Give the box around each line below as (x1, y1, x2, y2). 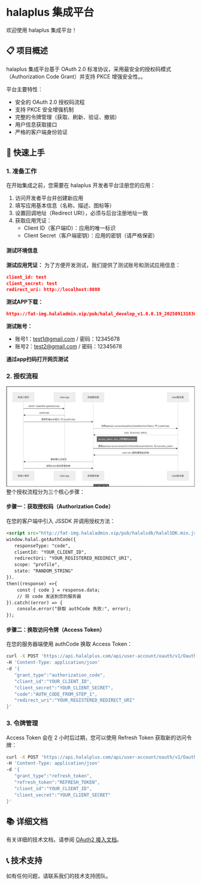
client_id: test (6, 274, 47, 280)
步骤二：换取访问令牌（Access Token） (6, 626, 105, 633)
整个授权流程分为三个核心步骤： (6, 488, 85, 495)
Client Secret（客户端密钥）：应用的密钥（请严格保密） (23, 232, 159, 239)
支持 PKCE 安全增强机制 (14, 106, 74, 113)
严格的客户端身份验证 (14, 128, 68, 136)
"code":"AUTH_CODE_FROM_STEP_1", (14, 691, 98, 697)
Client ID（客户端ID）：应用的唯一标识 (23, 224, 116, 231)
